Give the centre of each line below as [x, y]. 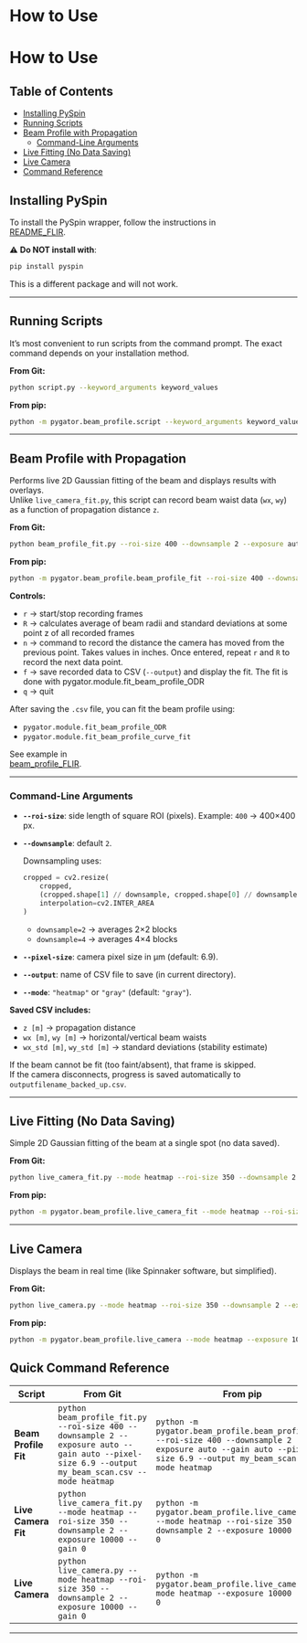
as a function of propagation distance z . [85, 510]
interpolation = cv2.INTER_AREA [97, 903]
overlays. [26, 491]
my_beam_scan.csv [95, 1472]
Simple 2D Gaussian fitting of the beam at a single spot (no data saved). [145, 1143]
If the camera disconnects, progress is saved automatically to [125, 1074]
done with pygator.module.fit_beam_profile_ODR [114, 681]
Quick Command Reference [90, 1368]
